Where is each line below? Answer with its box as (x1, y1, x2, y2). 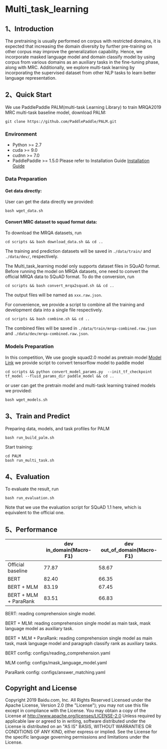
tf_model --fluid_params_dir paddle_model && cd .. (5, 374, 114, 378)
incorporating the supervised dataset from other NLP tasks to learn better (5, 70, 156, 76)
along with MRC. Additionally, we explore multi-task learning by (5, 65, 135, 70)
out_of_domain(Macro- (100, 547, 158, 554)
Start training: (5, 444, 33, 450)
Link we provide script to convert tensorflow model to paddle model (5, 360, 144, 366)
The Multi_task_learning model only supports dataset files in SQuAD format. (5, 263, 161, 269)
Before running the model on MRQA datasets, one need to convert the (5, 269, 148, 275)
